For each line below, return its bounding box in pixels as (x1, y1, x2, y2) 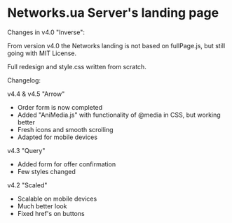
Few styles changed (17, 167, 76, 175)
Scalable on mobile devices (17, 194, 97, 203)
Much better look (17, 201, 67, 210)
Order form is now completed (17, 103, 103, 111)
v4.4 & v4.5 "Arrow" (7, 89, 65, 98)
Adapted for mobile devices (17, 133, 98, 141)
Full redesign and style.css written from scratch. (7, 62, 147, 71)
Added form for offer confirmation (17, 159, 116, 168)
